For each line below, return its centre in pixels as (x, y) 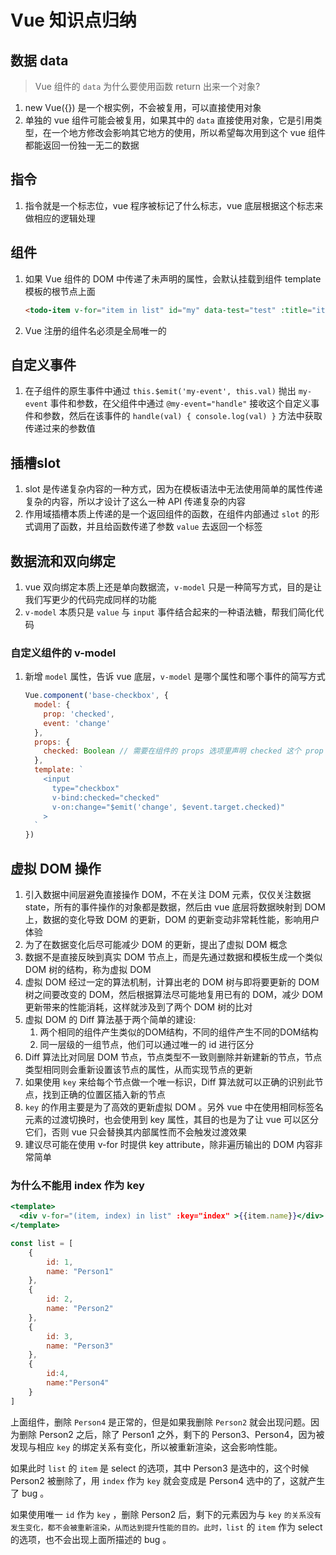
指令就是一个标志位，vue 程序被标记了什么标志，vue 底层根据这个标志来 (174, 205)
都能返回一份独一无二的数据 (82, 145)
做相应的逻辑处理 (60, 218)
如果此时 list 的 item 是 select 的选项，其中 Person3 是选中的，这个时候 (160, 1468)
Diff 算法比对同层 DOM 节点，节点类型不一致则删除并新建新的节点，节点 (173, 1057)
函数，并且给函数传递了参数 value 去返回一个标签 (161, 527)
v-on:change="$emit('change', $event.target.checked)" (168, 807)
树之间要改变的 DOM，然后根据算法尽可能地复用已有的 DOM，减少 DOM (173, 995)
